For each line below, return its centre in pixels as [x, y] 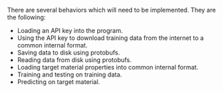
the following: [27, 17]
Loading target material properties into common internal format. [108, 67]
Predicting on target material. [58, 82]
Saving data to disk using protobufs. [68, 52]
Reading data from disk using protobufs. [75, 60]
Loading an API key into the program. [70, 31]
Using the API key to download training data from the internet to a [110, 38]
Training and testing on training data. [69, 74]
